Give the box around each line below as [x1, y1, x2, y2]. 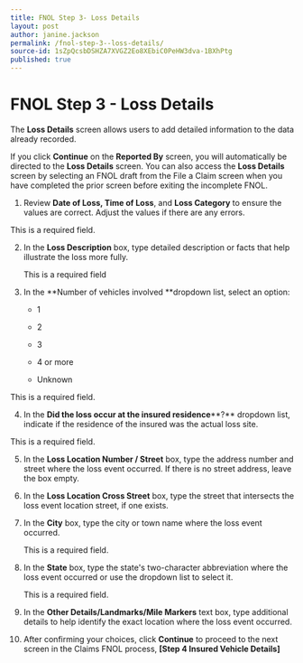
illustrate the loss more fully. [23, 251, 129, 262]
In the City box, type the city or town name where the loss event [23, 517, 262, 528]
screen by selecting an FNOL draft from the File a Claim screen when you [10, 170, 283, 181]
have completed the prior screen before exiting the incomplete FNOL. [10, 180, 269, 191]
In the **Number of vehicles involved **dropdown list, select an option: [23, 286, 290, 297]
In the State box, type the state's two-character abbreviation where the [23, 562, 289, 573]
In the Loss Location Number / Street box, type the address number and [23, 453, 294, 464]
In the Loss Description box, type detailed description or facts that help [23, 241, 290, 253]
